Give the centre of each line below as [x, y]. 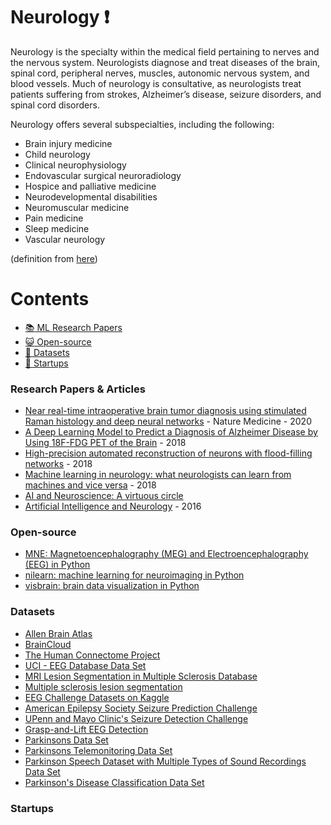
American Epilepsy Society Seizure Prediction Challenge [141, 708]
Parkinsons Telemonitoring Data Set [98, 750]
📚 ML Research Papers [73, 327]
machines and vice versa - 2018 [90, 485]
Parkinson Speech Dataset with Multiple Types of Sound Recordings [165, 761]
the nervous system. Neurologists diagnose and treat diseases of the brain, [165, 62]
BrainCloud [48, 644]
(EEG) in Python [57, 565]
